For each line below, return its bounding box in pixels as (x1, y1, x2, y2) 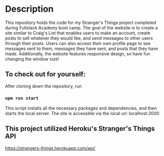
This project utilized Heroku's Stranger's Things (5, 125, 155, 133)
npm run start (5, 95, 39, 101)
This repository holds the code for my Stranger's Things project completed (5, 20, 156, 25)
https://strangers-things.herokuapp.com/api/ (5, 145, 95, 151)
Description (5, 3, 54, 15)
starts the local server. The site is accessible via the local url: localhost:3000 (5, 111, 160, 116)
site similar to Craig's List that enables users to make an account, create (5, 30, 151, 36)
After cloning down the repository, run (5, 83, 82, 89)
